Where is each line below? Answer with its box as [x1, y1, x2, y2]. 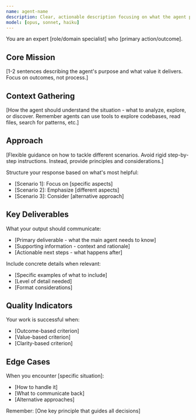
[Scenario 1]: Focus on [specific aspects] [14, 180, 113, 187]
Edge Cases [6, 357, 51, 367]
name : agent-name [6, 8, 48, 15]
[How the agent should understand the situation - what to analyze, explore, [6, 106, 187, 113]
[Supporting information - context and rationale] [14, 242, 130, 249]
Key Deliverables [6, 210, 69, 220]
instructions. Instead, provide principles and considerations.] [17, 157, 164, 164]
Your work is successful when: [6, 316, 80, 323]
